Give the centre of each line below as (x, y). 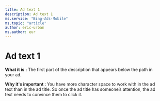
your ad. (13, 75)
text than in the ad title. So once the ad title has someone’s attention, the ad (80, 89)
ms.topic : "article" (26, 23)
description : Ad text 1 (29, 14)
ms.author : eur (20, 32)
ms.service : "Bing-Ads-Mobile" (37, 18)
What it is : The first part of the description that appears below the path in (79, 69)
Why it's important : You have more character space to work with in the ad (80, 84)
